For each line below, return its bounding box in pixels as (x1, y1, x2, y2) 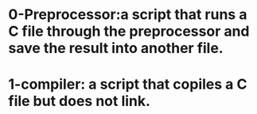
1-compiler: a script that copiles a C (8, 75, 247, 93)
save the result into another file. (8, 40, 224, 57)
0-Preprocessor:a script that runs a (8, 6, 247, 24)
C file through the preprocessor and (8, 22, 250, 40)
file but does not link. (8, 93, 151, 110)
